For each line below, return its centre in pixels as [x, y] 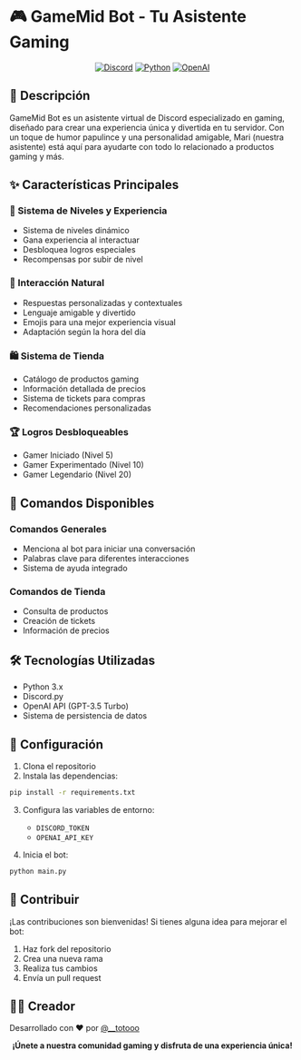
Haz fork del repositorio [67, 948]
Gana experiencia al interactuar [81, 240]
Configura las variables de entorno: [88, 809]
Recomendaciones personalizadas [87, 408]
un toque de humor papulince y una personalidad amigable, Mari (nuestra [146, 137]
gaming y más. [37, 156]
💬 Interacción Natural [57, 283]
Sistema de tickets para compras [84, 399]
